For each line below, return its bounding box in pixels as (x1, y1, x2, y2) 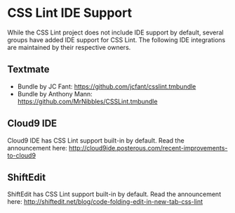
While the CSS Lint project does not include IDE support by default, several (7, 28, 224, 37)
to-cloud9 (7, 151, 36, 160)
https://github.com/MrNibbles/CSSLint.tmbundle (17, 97, 158, 105)
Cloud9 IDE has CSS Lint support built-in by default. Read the (7, 136, 184, 145)
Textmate (7, 63, 50, 75)
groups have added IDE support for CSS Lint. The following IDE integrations (7, 35, 226, 44)
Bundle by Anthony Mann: (17, 89, 93, 98)
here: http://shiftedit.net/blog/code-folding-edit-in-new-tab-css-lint (7, 198, 203, 206)
